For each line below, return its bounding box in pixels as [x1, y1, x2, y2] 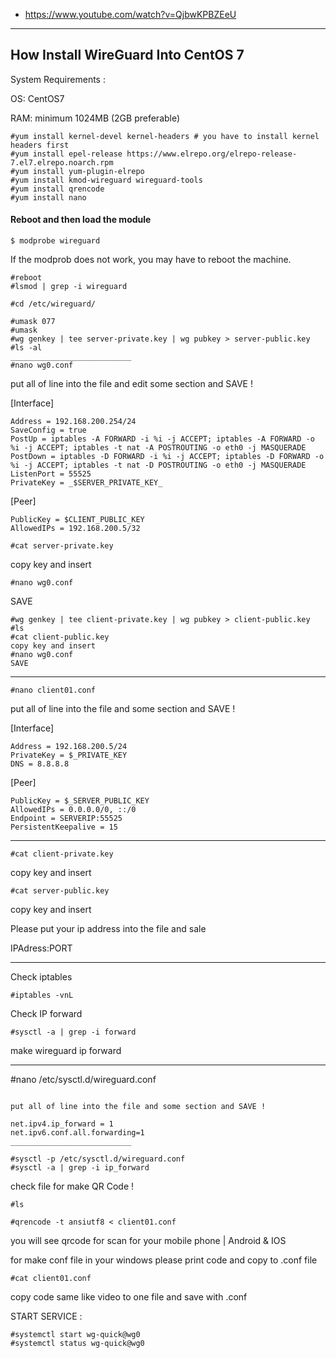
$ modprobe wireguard [10, 236, 101, 246]
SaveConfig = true [10, 425, 87, 436]
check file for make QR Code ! [10, 1180, 135, 1193]
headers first [10, 140, 70, 150]
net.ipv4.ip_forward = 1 [10, 1119, 114, 1129]
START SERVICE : [10, 1310, 83, 1323]
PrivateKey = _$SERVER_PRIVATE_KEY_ [10, 478, 163, 488]
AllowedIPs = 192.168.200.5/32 [10, 524, 141, 534]
